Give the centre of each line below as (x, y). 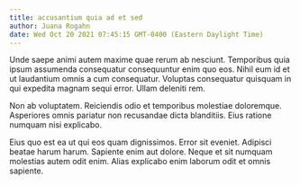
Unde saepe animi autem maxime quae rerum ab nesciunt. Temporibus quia (150, 60)
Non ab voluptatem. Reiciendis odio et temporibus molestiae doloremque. (145, 106)
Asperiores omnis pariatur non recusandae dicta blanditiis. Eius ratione (141, 115)
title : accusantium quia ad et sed (76, 18)
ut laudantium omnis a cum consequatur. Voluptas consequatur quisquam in (150, 79)
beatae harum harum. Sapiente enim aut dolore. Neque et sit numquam (141, 152)
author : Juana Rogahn (50, 26)
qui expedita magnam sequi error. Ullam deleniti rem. (107, 88)
